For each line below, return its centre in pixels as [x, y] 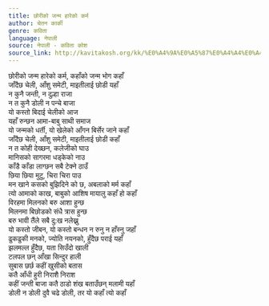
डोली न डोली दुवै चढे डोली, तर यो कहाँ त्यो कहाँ [67, 293]
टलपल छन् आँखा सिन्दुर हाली [45, 257]
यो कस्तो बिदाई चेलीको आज [43, 112]
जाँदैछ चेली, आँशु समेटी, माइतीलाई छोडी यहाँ [63, 85]
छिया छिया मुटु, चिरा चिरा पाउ [45, 175]
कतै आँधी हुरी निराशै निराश [42, 275]
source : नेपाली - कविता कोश [48, 46]
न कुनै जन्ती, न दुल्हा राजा [40, 94]
